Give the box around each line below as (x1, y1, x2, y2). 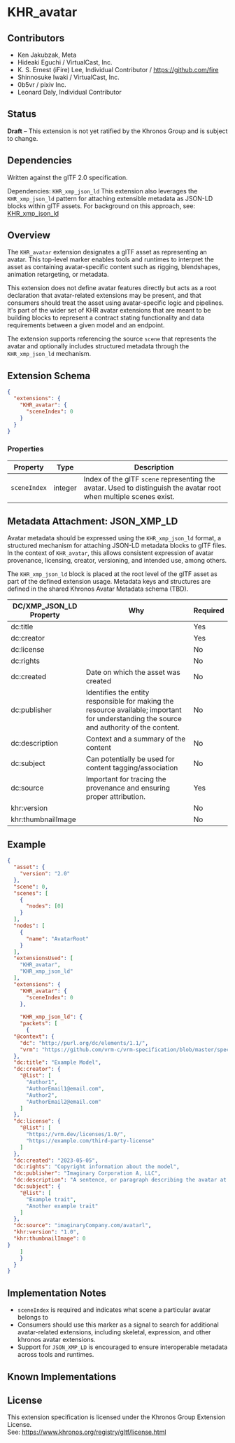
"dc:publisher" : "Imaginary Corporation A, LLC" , (13, 1170, 161, 1177)
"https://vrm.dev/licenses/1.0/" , (25, 1131, 127, 1138)
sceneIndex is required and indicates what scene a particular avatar (17, 1306, 211, 1314)
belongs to (17, 1313, 49, 1322)
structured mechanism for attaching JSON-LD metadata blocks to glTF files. (7, 541, 227, 550)
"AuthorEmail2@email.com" (25, 1098, 101, 1105)
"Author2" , (25, 1091, 58, 1099)
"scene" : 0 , (13, 883, 49, 890)
